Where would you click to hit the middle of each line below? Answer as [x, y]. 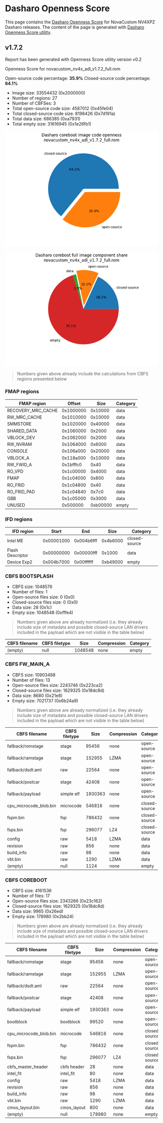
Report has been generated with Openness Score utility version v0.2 [73, 59]
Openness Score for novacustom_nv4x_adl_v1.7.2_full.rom [63, 69]
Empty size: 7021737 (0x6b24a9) [45, 700]
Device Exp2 [20, 562]
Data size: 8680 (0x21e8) [37, 695]
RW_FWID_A [20, 464]
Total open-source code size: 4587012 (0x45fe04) [63, 108]
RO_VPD [15, 471]
